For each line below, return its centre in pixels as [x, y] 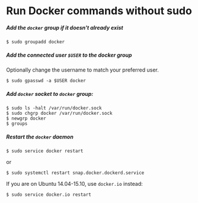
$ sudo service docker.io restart [49, 195]
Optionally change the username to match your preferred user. [82, 70]
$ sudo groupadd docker [36, 42]
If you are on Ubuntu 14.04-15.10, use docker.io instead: [75, 184]
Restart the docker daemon [40, 137]
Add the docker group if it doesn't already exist [65, 27]
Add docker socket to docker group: [50, 94]
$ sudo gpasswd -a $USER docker [46, 81]
